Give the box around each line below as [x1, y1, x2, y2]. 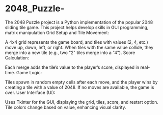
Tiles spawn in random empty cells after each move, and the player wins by [5, 79, 158, 85]
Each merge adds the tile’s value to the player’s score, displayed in [5, 64, 139, 70]
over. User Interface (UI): [5, 89, 55, 95]
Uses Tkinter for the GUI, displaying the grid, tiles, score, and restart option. [5, 99, 159, 105]
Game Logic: [16, 69, 42, 75]
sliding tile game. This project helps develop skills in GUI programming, [5, 24, 149, 30]
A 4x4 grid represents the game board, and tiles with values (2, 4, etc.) [5, 39, 148, 45]
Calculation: [5, 55, 29, 60]
